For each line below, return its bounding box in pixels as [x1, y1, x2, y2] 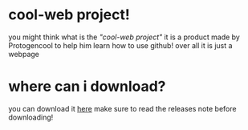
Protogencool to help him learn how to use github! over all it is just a [8, 40, 233, 50]
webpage [8, 49, 40, 59]
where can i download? [8, 78, 166, 95]
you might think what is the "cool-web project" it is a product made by [8, 32, 241, 42]
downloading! [8, 112, 54, 122]
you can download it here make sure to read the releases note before [8, 104, 237, 113]
